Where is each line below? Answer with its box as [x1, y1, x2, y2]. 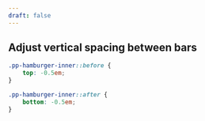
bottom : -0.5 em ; [22, 98, 77, 106]
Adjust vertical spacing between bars [8, 41, 198, 55]
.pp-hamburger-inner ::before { [8, 62, 112, 70]
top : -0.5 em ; [22, 69, 66, 78]
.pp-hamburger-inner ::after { [8, 91, 108, 99]
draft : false [8, 11, 51, 20]
